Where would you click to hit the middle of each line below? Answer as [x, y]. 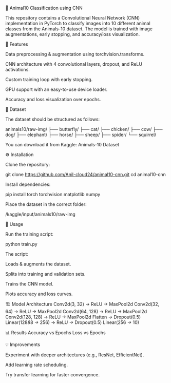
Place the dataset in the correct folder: [46, 204]
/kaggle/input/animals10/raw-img [40, 214]
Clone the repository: [28, 165]
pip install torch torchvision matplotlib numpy [53, 194]
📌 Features [17, 44]
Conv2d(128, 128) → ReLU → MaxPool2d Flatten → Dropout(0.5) [73, 317]
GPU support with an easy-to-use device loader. [56, 89]
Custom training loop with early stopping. [49, 79]
